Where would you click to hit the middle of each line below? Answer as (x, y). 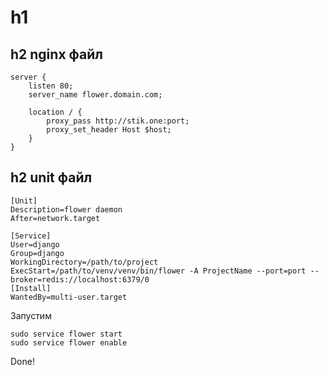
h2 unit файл (51, 177)
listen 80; (51, 86)
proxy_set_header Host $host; (109, 130)
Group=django (37, 253)
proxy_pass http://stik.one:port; (118, 121)
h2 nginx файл (57, 54)
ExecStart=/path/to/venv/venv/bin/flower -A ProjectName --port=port (158, 271)
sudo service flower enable (69, 342)
